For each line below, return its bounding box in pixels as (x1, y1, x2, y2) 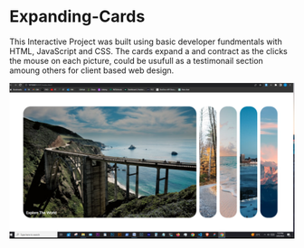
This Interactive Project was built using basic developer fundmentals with (9, 36, 282, 47)
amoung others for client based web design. (9, 65, 175, 76)
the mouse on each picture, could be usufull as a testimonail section (9, 55, 264, 66)
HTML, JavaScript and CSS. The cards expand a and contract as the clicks (9, 45, 288, 56)
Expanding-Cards (9, 6, 146, 27)
